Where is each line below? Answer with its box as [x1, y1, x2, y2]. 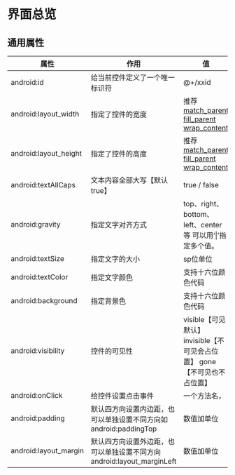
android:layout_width [10, 109, 80, 119]
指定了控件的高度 [90, 149, 147, 159]
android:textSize [10, 254, 64, 263]
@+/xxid [183, 78, 211, 87]
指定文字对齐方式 [90, 220, 147, 229]
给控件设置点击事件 [90, 391, 154, 401]
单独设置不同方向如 [104, 415, 168, 424]
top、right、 [183, 199, 224, 208]
